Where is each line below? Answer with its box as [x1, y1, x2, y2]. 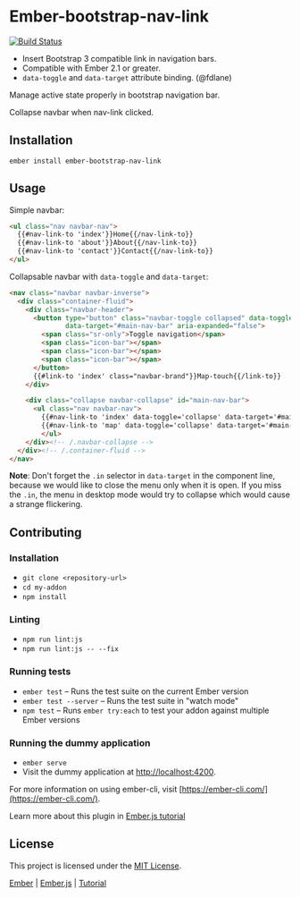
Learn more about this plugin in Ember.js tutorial [9, 811, 186, 822]
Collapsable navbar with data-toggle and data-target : [9, 271, 209, 282]
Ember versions [21, 714, 80, 725]
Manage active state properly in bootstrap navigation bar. [9, 89, 221, 100]
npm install [21, 593, 67, 602]
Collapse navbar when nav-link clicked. [9, 106, 154, 117]
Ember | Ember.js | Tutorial [9, 877, 107, 888]
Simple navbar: [9, 204, 65, 216]
